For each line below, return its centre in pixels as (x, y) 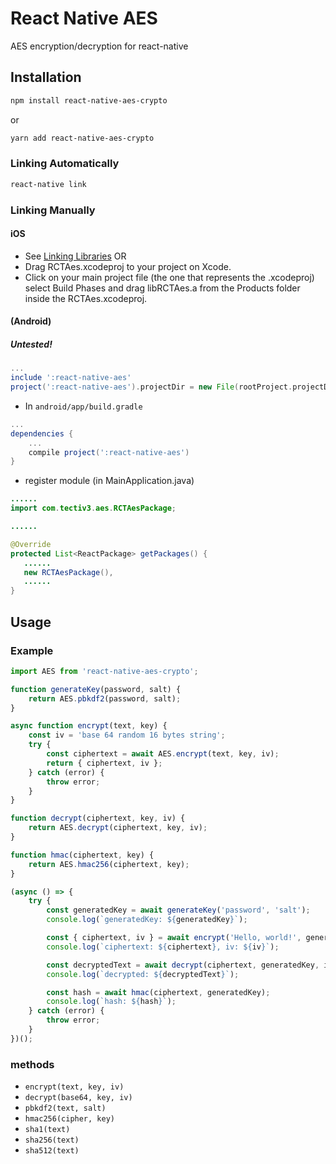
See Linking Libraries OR (75, 256)
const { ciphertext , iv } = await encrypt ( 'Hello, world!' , (174, 938)
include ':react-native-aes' (71, 378)
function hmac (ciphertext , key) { (82, 855)
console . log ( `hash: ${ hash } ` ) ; (111, 1002)
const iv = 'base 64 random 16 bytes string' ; (127, 735)
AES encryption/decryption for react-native (99, 46)
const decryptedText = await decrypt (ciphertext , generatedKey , (183, 965)
